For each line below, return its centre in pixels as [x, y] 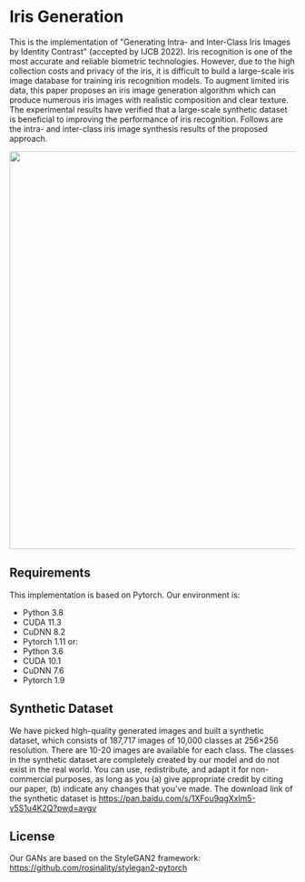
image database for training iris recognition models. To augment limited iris [149, 80]
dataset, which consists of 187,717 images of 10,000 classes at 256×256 [144, 740]
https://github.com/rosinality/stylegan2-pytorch [98, 868]
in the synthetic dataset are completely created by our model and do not [144, 759]
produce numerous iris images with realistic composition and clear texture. [149, 100]
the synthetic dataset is [53, 798]
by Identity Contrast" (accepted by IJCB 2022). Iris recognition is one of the [151, 51]
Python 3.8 [43, 612]
